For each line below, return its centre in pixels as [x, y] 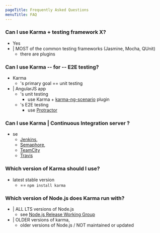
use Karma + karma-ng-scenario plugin [68, 99]
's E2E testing [34, 105]
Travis [26, 156]
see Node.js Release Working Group [58, 214]
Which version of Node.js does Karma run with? [65, 198]
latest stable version [33, 180]
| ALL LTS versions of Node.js [43, 209]
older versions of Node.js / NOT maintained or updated [77, 225]
